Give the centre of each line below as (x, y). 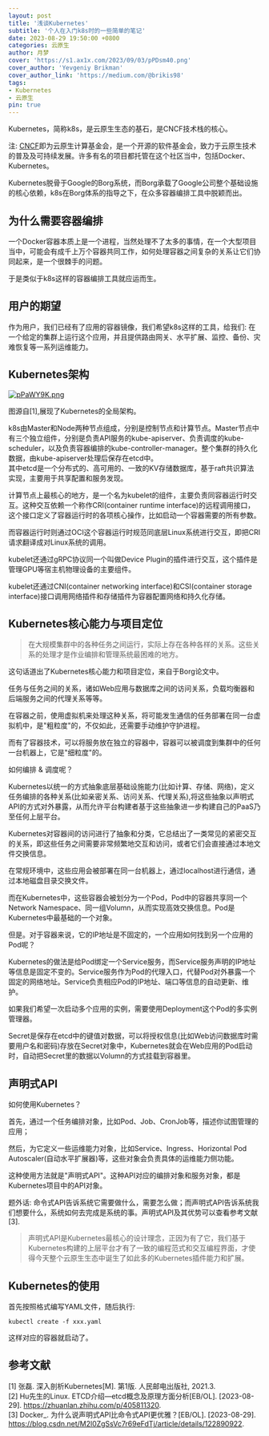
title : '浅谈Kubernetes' (48, 23)
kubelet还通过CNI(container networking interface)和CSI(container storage (130, 586)
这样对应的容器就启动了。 (50, 1337)
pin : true (25, 105)
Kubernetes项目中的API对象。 (58, 1185)
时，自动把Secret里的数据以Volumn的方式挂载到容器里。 (102, 1056)
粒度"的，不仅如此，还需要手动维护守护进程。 (129, 726)
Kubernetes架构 (49, 374)
